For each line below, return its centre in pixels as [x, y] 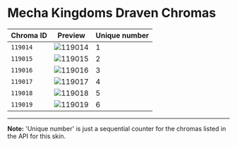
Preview [72, 35]
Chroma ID [29, 35]
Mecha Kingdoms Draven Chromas [112, 13]
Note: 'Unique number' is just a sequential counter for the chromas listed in [117, 128]
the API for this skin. [36, 136]
